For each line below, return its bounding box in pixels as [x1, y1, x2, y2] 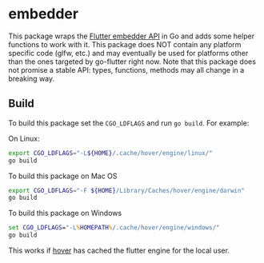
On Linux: [8, 133, 40, 143]
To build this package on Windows [8, 209, 122, 218]
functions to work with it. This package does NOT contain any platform [8, 39, 242, 49]
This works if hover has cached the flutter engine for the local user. [8, 245, 230, 255]
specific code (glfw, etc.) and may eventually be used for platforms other [8, 48, 249, 58]
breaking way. [8, 74, 55, 83]
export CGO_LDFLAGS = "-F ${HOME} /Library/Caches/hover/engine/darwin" [8, 186, 246, 194]
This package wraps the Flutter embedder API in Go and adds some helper [8, 31, 254, 41]
